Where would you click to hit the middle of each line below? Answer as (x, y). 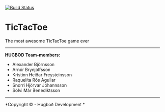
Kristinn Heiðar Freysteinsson (42, 75)
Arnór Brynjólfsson (31, 69)
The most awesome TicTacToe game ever (47, 41)
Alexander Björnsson (33, 64)
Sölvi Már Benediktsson (36, 90)
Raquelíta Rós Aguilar (34, 80)
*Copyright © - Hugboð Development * (45, 104)
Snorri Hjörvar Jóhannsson (40, 85)
